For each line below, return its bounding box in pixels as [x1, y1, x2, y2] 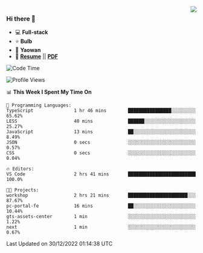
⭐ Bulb [14, 38, 33, 45]
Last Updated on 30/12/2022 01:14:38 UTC [6, 240, 113, 248]
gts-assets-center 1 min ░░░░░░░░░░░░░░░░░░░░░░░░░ [6, 214, 196, 220]
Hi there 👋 [6, 15, 36, 23]
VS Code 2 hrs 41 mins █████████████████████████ [6, 171, 196, 177]
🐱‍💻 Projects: [6, 187, 39, 193]
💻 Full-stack [14, 28, 48, 36]
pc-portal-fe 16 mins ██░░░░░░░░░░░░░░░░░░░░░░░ [6, 203, 196, 209]
